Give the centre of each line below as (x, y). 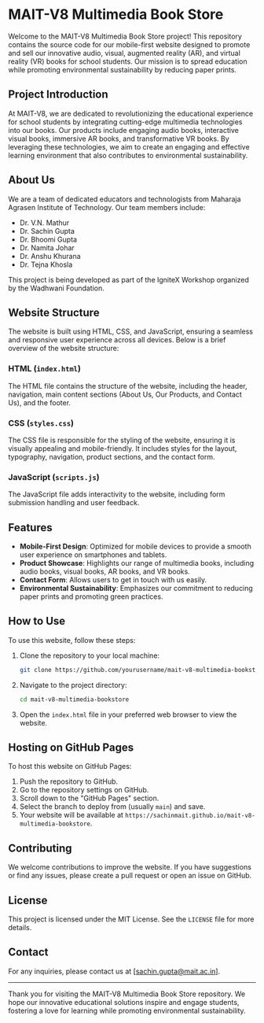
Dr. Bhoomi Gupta (48, 239)
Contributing (40, 848)
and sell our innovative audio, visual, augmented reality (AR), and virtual (125, 53)
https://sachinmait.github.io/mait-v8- (190, 816)
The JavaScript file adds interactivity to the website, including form (117, 494)
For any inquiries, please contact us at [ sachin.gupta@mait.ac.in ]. (114, 971)
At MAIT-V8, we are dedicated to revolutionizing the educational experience (131, 113)
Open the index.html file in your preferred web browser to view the (128, 715)
